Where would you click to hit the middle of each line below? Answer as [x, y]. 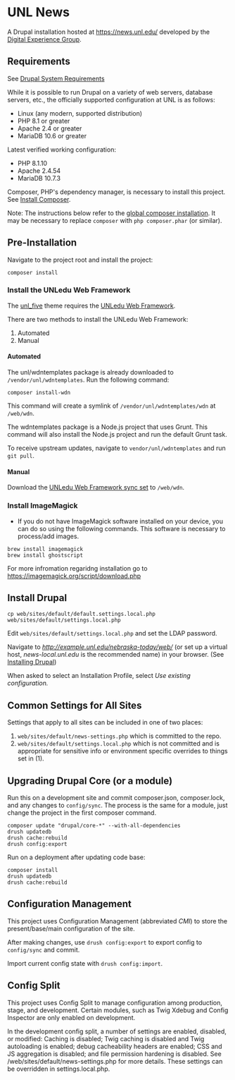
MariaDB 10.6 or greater [52, 135]
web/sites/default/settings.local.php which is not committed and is [119, 744]
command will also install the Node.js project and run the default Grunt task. [117, 435]
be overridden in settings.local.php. [59, 1069]
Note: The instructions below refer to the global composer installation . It [112, 213]
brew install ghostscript [45, 555]
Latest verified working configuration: [62, 150]
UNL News [39, 12]
